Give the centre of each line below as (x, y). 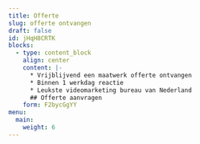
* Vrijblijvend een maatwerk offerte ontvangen (111, 75)
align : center (46, 61)
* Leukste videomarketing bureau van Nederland (111, 90)
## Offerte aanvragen (66, 98)
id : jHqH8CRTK (32, 38)
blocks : (21, 46)
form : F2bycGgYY (50, 105)
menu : (17, 113)
